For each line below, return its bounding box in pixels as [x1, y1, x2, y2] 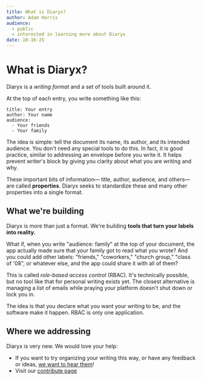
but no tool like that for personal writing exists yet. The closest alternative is [6, 278, 195, 285]
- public [11, 25, 34, 32]
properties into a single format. [6, 188, 83, 195]
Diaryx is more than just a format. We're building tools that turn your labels [6, 222, 194, 229]
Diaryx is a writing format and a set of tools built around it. [6, 83, 151, 90]
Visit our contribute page [15, 367, 77, 374]
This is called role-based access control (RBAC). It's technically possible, [6, 271, 189, 278]
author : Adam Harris [6, 15, 59, 21]
